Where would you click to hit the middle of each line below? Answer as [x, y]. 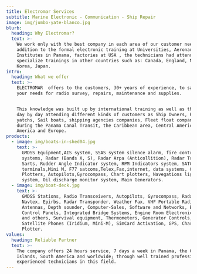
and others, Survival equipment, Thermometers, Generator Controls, [107, 218]
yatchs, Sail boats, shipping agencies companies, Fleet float [96, 120]
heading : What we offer [40, 77]
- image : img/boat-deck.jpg [46, 185]
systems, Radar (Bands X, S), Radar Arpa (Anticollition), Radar [103, 158]
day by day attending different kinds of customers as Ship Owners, [102, 114]
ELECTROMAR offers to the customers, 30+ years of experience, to [101, 88]
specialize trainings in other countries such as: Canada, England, [102, 60]
